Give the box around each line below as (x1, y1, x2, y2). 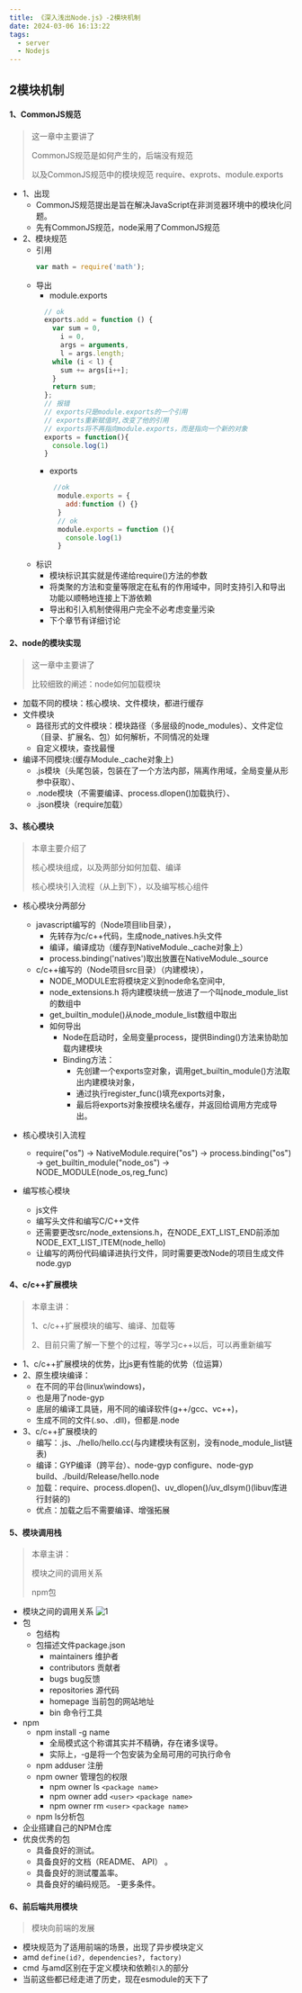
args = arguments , (59, 341, 129, 350)
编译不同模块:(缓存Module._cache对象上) (22, 753, 174, 765)
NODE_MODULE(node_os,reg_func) (35, 1166, 168, 1177)
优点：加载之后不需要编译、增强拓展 (35, 1504, 171, 1515)
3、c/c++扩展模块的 (22, 1425, 98, 1436)
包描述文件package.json (35, 1639, 126, 1651)
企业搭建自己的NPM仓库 (22, 1823, 112, 1834)
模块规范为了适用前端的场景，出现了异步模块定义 (22, 1942, 204, 1953)
